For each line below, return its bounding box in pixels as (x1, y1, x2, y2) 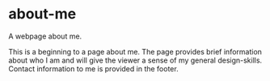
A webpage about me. (8, 31, 82, 41)
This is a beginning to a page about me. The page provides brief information (8, 47, 263, 56)
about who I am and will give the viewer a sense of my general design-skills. (8, 55, 263, 65)
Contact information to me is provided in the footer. (8, 63, 179, 73)
